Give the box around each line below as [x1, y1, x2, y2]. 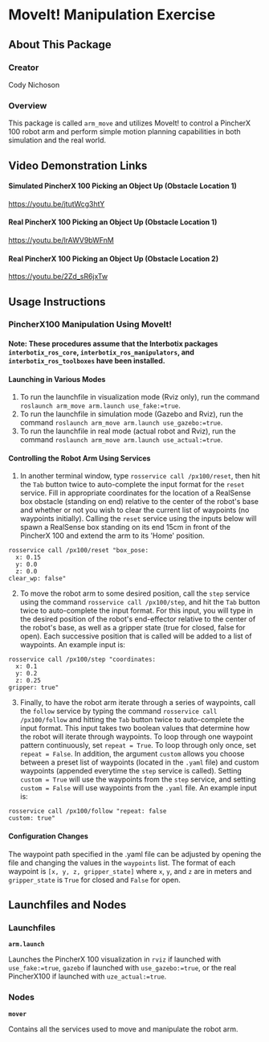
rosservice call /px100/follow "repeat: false [8, 807, 167, 815]
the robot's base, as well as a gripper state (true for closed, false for [19, 623, 246, 633]
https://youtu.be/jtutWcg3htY [8, 199, 105, 208]
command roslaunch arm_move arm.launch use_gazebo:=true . [19, 418, 223, 428]
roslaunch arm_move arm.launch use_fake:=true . [19, 400, 181, 411]
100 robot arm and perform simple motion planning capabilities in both [8, 127, 241, 137]
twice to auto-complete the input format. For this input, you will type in [19, 605, 254, 616]
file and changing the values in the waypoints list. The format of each [8, 858, 235, 868]
